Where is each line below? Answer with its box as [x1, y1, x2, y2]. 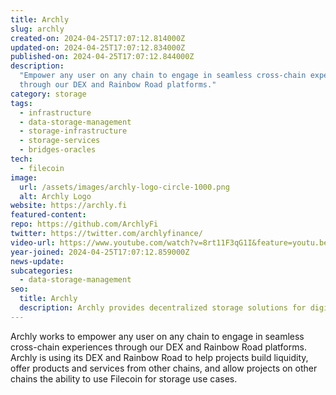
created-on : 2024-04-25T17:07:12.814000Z [10, 33, 186, 43]
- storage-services [19, 136, 101, 146]
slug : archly [10, 24, 65, 34]
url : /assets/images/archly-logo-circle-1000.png [19, 182, 230, 192]
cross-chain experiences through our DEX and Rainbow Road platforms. [10, 341, 307, 353]
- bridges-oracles [19, 145, 97, 155]
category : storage [10, 89, 87, 99]
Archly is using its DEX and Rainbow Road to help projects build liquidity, [10, 351, 309, 363]
